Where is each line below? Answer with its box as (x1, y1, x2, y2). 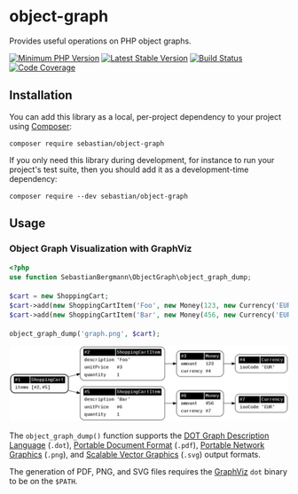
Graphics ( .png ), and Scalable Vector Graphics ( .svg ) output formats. (9, 450, 262, 460)
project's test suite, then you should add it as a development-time (9, 164, 249, 175)
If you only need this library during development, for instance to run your (9, 154, 275, 165)
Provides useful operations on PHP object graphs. (9, 35, 192, 46)
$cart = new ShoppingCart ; (9, 292, 109, 301)
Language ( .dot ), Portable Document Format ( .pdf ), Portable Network (9, 440, 265, 451)
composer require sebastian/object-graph (9, 139, 165, 148)
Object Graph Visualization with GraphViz (9, 242, 192, 255)
